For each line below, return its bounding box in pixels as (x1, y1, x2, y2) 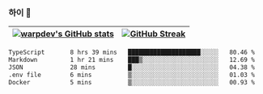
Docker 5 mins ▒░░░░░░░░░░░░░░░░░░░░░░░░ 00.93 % (8, 78, 255, 86)
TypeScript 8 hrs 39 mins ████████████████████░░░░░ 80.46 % (8, 48, 255, 57)
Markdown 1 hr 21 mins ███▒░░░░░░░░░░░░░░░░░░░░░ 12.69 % (8, 56, 255, 64)
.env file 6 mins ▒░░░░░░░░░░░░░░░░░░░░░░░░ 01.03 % (8, 71, 255, 79)
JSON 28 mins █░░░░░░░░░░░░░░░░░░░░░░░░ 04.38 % (8, 63, 255, 72)
